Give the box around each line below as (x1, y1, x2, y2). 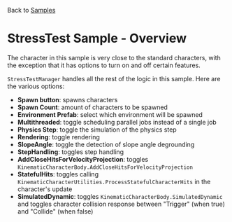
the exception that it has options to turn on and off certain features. (7, 61, 201, 69)
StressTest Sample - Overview (7, 31, 187, 46)
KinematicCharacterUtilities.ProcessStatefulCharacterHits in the (17, 177, 211, 186)
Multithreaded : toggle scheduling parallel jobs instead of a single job (17, 118, 217, 126)
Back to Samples (7, 6, 56, 14)
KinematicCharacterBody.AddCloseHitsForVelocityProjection (17, 164, 194, 171)
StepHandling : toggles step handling (17, 147, 124, 156)
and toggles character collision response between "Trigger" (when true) (17, 200, 226, 208)
